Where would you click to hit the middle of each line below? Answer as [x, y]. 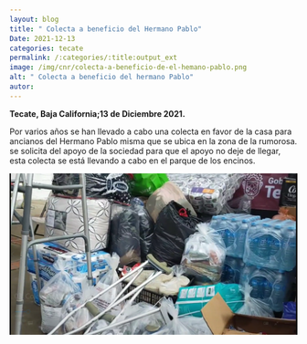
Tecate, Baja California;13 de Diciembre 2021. [97, 113]
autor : [22, 87]
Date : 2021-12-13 [42, 38]
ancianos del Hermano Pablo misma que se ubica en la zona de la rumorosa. [153, 141]
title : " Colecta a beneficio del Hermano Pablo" [106, 29]
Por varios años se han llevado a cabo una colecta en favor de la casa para [151, 131]
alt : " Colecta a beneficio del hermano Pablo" [102, 78]
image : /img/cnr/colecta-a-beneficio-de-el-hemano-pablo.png [128, 68]
